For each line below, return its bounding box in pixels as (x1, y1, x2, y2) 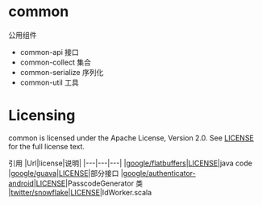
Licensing (8, 107, 76, 125)
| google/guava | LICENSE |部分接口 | (8, 168, 123, 178)
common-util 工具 (19, 77, 79, 87)
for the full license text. (8, 141, 85, 151)
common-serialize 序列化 (19, 67, 104, 77)
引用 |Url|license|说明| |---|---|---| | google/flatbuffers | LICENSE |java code (8, 158, 252, 168)
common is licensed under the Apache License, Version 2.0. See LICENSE (8, 132, 254, 143)
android (8, 178, 35, 188)
